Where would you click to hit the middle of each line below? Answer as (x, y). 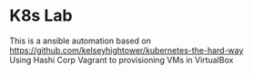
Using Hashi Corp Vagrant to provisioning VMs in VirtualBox (121, 60)
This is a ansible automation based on (81, 41)
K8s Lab (41, 16)
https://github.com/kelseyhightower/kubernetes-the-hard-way (126, 50)
